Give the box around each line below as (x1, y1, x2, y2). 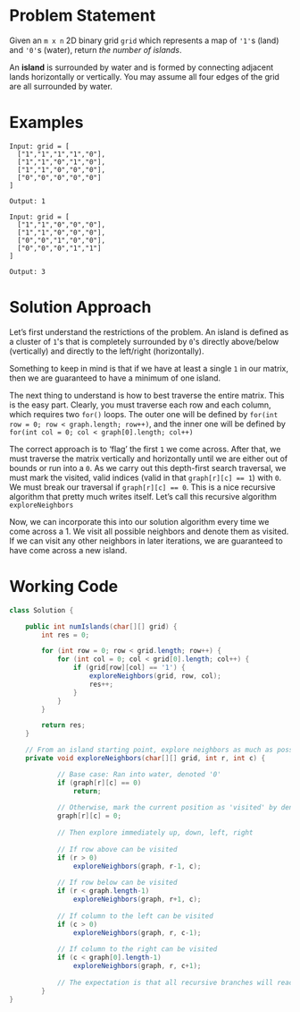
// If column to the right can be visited (56, 945, 218, 954)
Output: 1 (9, 196, 46, 206)
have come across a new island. (9, 545, 128, 555)
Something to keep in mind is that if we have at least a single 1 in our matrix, (9, 363, 288, 373)
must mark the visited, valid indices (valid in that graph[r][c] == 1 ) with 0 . (9, 472, 282, 483)
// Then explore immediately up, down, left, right (56, 828, 254, 837)
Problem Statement (9, 5, 156, 26)
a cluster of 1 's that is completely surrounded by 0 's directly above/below (9, 336, 279, 347)
